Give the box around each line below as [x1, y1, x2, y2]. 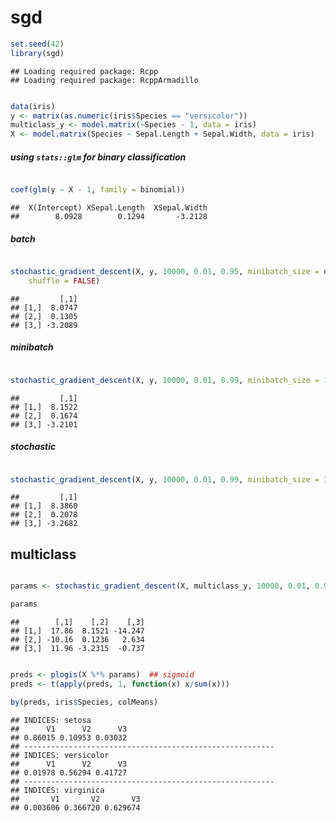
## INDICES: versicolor [10, 750, 110, 760]
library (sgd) [10, 48, 65, 58]
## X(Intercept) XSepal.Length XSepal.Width [10, 203, 208, 213]
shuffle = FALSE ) [28, 276, 101, 286]
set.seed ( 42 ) [10, 39, 65, 49]
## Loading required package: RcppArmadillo [10, 75, 199, 85]
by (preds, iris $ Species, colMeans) [10, 697, 159, 707]
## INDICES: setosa [10, 715, 92, 725]
